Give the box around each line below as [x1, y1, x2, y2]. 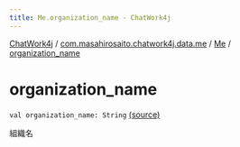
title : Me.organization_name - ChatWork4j [9, 13, 171, 23]
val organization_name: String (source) [9, 109, 161, 120]
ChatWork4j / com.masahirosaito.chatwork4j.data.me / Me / [9, 38, 232, 49]
